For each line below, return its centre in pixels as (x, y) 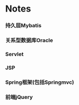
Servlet (14, 54)
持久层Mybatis (23, 26)
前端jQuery (19, 97)
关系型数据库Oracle (29, 40)
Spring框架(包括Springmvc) (40, 82)
